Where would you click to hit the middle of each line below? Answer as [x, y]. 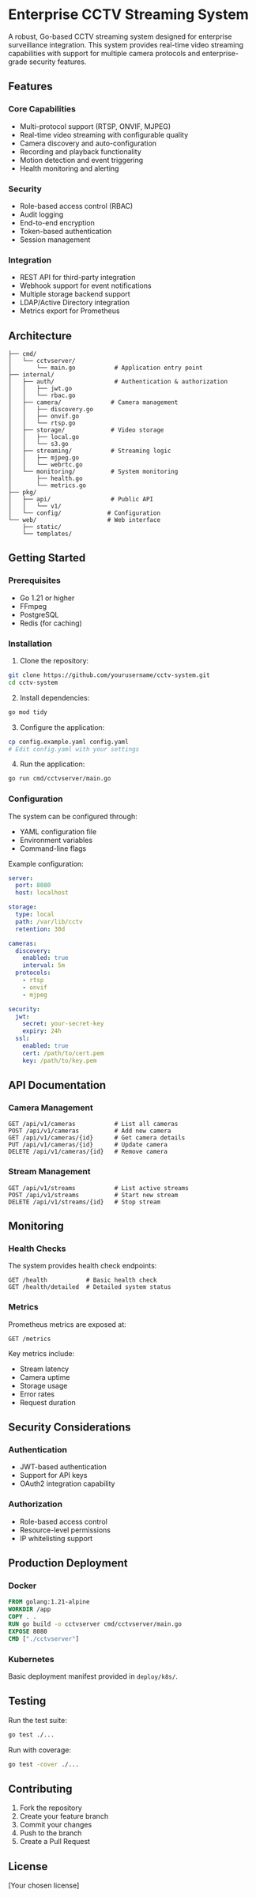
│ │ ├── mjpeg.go [44, 458]
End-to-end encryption [57, 222]
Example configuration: [46, 863]
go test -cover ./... [44, 1764]
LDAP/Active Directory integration [75, 303]
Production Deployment [68, 1563]
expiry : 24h [42, 1031]
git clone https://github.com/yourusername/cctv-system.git [109, 675]
